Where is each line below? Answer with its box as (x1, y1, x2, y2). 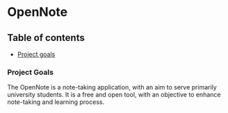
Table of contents (7, 32, 85, 44)
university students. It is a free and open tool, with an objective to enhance (7, 91, 221, 99)
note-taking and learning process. (7, 98, 105, 106)
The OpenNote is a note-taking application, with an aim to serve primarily (7, 83, 217, 92)
